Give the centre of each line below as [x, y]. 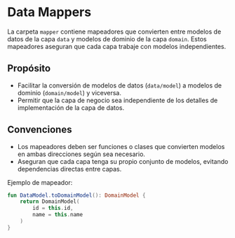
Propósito [29, 68]
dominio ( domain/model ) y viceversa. [69, 92]
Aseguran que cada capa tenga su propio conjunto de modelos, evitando [123, 161]
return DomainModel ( [50, 202]
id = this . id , [53, 208]
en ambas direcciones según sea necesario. [81, 154]
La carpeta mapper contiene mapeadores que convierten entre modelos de [114, 31]
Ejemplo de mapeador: [40, 182]
